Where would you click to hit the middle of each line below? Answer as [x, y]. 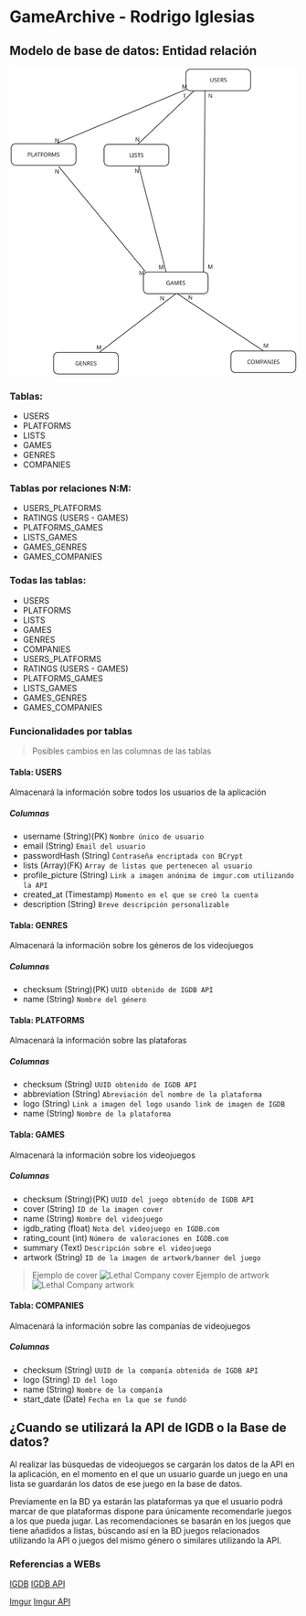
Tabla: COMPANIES [47, 1306]
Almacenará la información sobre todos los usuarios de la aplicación [138, 792]
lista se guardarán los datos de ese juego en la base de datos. [126, 1483]
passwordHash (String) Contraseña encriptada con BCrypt [133, 856]
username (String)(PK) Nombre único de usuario [113, 836]
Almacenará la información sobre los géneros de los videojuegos [132, 946]
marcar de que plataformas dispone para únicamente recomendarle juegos [151, 1511]
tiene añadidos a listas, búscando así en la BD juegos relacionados [135, 1530]
